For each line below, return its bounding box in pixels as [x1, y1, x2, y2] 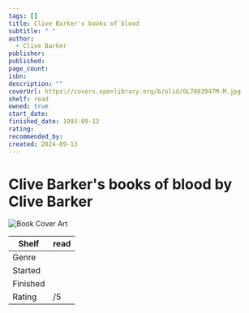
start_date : [8, 110, 49, 118]
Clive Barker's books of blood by [8, 175, 233, 193]
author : [8, 34, 35, 43]
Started [12, 265, 41, 277]
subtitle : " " [8, 27, 57, 35]
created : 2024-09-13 [8, 139, 79, 148]
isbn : [8, 72, 27, 80]
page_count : [8, 65, 49, 73]
